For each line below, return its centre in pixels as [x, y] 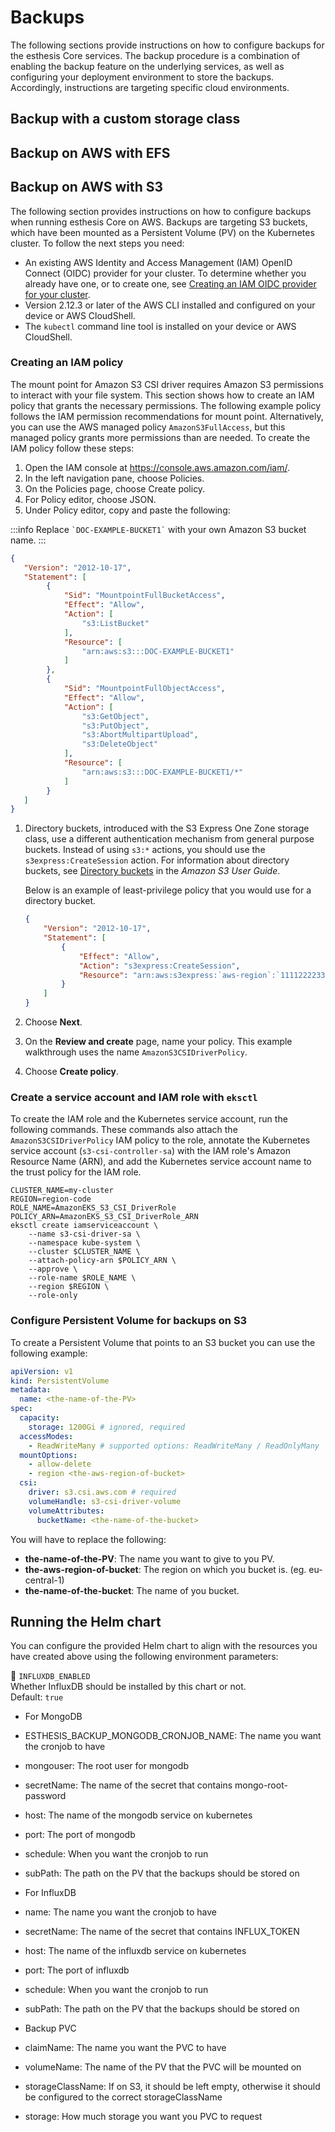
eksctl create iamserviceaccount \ [84, 1226]
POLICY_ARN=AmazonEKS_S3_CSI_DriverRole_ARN [104, 1217]
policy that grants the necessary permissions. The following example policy [166, 405]
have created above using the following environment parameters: [144, 1657]
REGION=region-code [51, 1199]
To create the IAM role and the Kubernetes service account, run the [149, 1119]
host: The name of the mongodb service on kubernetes [138, 1815]
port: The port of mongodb [80, 1835]
